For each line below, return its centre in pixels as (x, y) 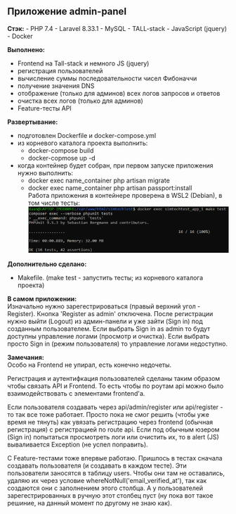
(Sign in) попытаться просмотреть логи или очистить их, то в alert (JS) (113, 437)
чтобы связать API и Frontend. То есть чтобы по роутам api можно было (116, 386)
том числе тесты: (54, 203)
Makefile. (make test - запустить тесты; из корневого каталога (110, 278)
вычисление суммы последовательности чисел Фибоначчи (107, 78)
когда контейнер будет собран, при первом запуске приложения (115, 165)
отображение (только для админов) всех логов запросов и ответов (119, 93)
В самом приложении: (42, 299)
